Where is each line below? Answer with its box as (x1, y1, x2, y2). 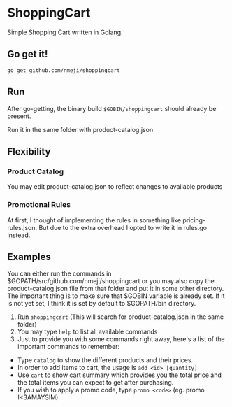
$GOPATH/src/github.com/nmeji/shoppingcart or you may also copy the (7, 277, 215, 285)
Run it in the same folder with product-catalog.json (7, 125, 154, 134)
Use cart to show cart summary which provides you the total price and (17, 371, 222, 379)
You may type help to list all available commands (17, 327, 158, 336)
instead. (7, 231, 31, 239)
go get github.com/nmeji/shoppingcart (7, 66, 120, 74)
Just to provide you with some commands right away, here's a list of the (17, 335, 225, 343)
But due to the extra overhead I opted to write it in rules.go (38, 223, 208, 231)
